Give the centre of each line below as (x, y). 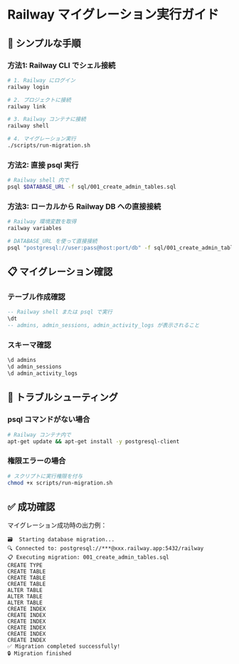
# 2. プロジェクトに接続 (39, 100)
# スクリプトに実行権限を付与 (45, 476)
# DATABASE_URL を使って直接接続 (52, 241)
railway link (27, 107)
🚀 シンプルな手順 (44, 43)
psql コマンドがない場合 (49, 420)
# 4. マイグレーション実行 (42, 139)
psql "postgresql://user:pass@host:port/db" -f (79, 248)
